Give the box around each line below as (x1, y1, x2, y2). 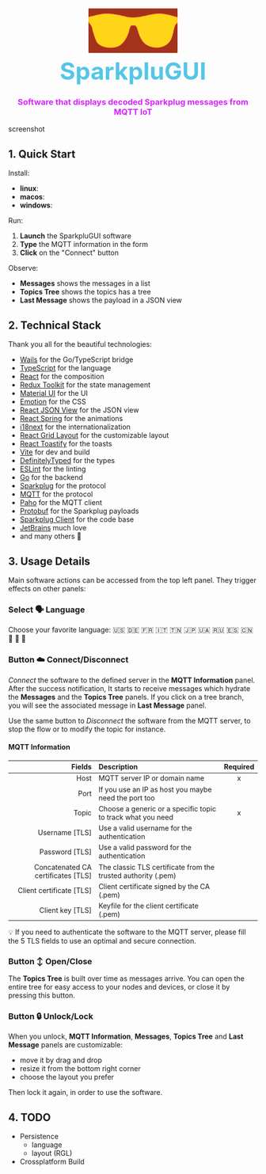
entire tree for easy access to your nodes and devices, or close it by (8, 982, 230, 992)
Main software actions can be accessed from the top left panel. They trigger (8, 575, 257, 585)
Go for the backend (19, 473, 83, 482)
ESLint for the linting (19, 464, 86, 474)
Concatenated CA (34, 862, 93, 872)
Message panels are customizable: (8, 1040, 123, 1050)
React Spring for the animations (19, 414, 123, 424)
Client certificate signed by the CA (98, 881, 211, 891)
